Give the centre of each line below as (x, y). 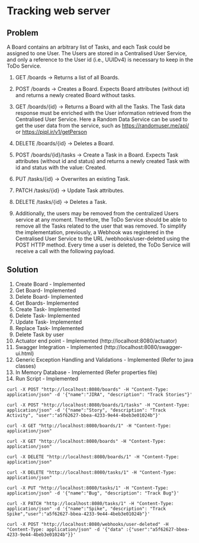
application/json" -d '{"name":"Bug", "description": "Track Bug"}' (93, 493)
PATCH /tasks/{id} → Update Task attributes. (70, 190)
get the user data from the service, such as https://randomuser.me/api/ (102, 125)
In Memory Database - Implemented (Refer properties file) (86, 372)
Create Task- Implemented (48, 309)
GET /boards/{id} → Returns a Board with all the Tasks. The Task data (100, 107)
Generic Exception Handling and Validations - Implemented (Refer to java (104, 359)
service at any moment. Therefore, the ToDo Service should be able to (101, 220)
